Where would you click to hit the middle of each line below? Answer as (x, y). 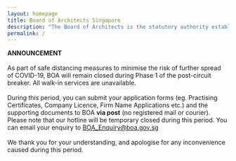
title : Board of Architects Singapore (64, 20)
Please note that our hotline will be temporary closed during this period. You (117, 120)
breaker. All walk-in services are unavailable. (72, 83)
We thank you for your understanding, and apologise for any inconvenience (117, 142)
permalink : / (26, 33)
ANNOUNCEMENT (34, 53)
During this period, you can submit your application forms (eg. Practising (112, 98)
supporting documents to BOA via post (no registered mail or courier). (109, 113)
